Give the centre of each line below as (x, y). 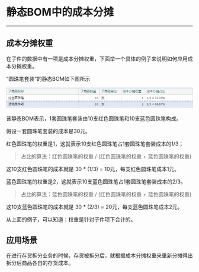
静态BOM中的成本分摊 (60, 12)
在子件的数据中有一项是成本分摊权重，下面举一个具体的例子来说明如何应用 (97, 58)
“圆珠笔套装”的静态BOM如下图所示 (48, 78)
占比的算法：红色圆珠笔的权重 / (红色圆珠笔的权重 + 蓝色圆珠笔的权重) (106, 156)
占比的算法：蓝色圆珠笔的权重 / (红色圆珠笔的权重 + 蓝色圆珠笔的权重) (106, 194)
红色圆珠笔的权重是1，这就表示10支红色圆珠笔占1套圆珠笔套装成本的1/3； (95, 144)
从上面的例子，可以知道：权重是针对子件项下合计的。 (71, 220)
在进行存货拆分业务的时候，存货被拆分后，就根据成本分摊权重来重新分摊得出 (99, 255)
